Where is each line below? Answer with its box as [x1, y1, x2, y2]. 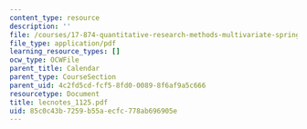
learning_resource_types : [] [9, 47, 121, 56]
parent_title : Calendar [9, 64, 101, 74]
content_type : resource [9, 13, 101, 23]
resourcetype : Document [9, 89, 101, 98]
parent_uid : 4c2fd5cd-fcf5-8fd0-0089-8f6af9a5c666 [9, 81, 206, 90]
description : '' [9, 22, 71, 31]
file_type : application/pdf [9, 38, 117, 48]
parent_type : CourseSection [9, 73, 117, 82]
